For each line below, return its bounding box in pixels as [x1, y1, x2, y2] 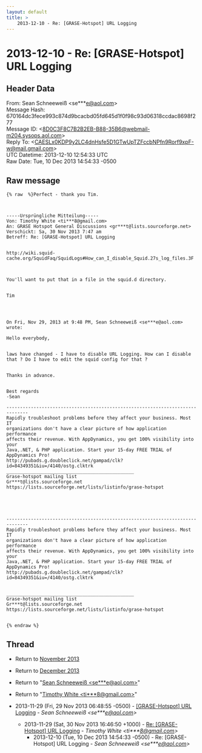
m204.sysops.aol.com [6, 132, 62, 139]
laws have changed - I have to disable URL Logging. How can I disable [6, 351, 191, 358]
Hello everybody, [6, 335, 50, 341]
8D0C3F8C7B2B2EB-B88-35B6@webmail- [42, 125, 150, 133]
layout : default [6, 9, 47, 15]
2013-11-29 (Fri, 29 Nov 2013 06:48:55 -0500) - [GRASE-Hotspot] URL [15, 703, 192, 709]
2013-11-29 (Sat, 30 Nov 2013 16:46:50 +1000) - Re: [24, 721, 155, 727]
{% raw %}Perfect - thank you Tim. [6, 192, 99, 198]
